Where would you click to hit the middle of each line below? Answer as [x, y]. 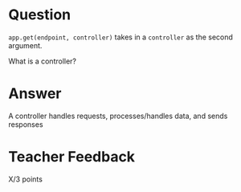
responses [26, 124]
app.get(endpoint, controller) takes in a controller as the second [120, 37]
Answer [35, 94]
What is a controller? [43, 61]
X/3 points [25, 179]
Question [39, 15]
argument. [25, 45]
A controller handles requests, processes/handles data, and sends [118, 116]
